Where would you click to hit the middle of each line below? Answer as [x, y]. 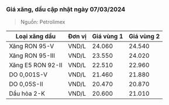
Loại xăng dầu [36, 36]
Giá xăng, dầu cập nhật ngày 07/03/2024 [66, 9]
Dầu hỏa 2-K [27, 94]
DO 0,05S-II [26, 84]
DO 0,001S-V [28, 75]
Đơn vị [77, 36]
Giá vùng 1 [108, 36]
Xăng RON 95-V [32, 46]
